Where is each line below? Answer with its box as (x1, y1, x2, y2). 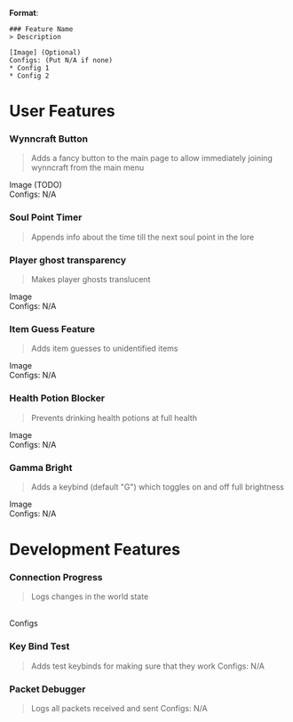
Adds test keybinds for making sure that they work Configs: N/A (30, 661, 265, 671)
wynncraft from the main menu (30, 162, 145, 173)
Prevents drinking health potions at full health (30, 412, 198, 423)
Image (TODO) (9, 180, 62, 191)
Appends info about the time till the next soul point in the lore (30, 231, 255, 242)
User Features (9, 101, 115, 121)
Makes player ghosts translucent (30, 274, 151, 285)
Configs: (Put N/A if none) (9, 56, 114, 65)
